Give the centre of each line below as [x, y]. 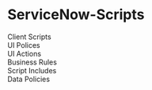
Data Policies [29, 79]
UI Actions [24, 53]
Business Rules [32, 62]
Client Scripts [30, 37]
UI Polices [24, 45]
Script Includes [32, 70]
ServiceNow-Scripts [76, 15]
